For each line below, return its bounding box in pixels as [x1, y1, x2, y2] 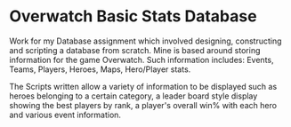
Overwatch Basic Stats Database [9, 6, 257, 27]
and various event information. [9, 109, 122, 120]
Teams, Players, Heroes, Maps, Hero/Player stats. [9, 64, 191, 75]
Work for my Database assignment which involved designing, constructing [9, 36, 282, 46]
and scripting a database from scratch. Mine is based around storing [9, 44, 261, 55]
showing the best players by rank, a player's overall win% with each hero [9, 99, 278, 110]
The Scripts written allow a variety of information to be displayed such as [9, 81, 278, 91]
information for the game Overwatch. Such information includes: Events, [9, 54, 274, 65]
